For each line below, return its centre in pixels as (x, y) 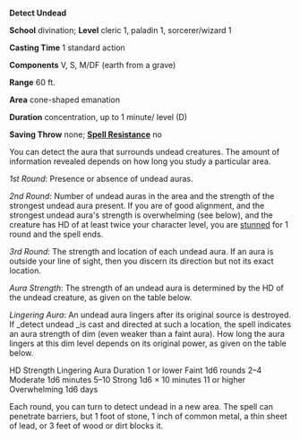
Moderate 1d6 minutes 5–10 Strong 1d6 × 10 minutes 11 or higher (128, 380)
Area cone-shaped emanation (65, 99)
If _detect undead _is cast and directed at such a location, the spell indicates (150, 324)
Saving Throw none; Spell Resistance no (86, 134)
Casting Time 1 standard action (67, 47)
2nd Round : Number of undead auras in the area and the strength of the (142, 196)
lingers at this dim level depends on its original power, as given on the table (148, 343)
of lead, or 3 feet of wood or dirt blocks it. (86, 426)
